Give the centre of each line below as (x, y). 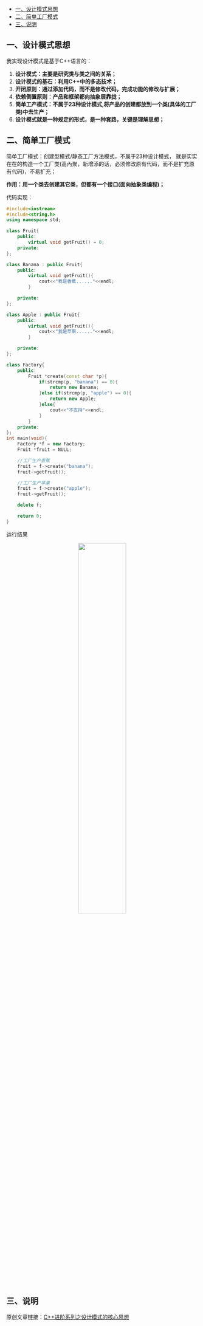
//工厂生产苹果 (34, 483)
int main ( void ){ (27, 438)
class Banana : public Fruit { (45, 264)
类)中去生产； (32, 112)
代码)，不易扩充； (34, 171)
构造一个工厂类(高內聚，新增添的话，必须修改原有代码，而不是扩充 (106, 163)
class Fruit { (23, 231)
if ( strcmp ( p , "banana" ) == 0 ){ (78, 382)
